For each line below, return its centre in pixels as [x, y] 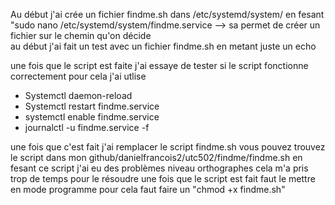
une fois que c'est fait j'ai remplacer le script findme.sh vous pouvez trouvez [168, 147]
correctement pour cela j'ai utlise [78, 76]
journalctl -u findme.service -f [87, 127]
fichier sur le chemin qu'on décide [81, 35]
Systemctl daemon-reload [78, 95]
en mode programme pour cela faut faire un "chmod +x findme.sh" [148, 189]
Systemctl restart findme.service [92, 106]
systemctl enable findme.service [92, 117]
